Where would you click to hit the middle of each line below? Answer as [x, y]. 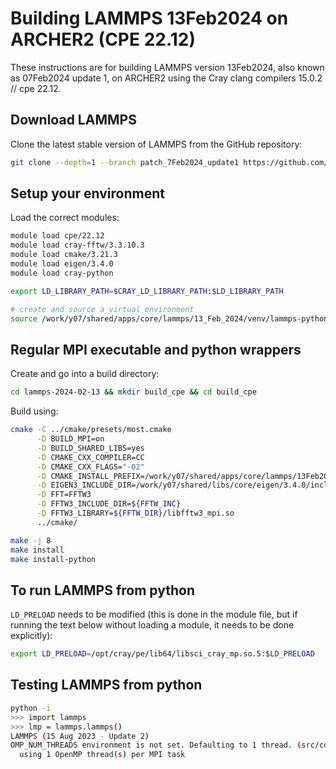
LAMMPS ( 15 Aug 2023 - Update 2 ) [80, 736]
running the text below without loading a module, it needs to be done [152, 625]
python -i [31, 708]
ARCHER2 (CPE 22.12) [103, 39]
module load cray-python [62, 273]
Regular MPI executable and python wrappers [156, 349]
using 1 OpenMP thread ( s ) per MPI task [102, 755]
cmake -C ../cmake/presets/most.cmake [91, 430]
